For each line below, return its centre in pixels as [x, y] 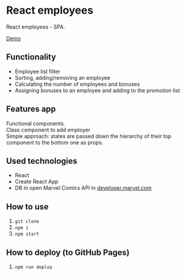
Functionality [31, 57]
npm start [27, 234]
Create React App [37, 181]
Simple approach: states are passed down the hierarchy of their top [89, 136]
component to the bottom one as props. [55, 142]
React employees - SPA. [36, 27]
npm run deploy [34, 267]
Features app [31, 109]
